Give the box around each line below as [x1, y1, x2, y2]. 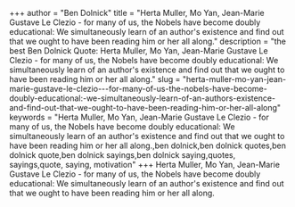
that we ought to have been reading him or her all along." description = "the [9, 36, 287, 46]
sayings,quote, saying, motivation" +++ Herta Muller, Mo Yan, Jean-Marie [9, 160, 281, 170]
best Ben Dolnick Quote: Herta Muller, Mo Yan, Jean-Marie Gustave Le [9, 46, 269, 56]
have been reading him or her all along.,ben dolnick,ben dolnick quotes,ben [9, 140, 287, 151]
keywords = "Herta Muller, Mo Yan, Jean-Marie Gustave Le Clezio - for [9, 112, 269, 122]
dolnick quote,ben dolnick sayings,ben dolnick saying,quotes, [9, 150, 236, 160]
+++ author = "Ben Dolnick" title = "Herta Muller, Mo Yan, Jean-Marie [9, 8, 265, 18]
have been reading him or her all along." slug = [9, 74, 181, 84]
